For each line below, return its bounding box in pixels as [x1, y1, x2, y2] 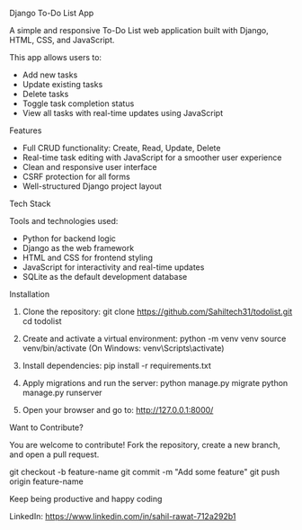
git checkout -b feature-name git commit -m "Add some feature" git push [9, 467, 280, 477]
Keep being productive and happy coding [9, 494, 163, 504]
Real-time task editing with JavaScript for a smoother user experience [22, 152, 282, 163]
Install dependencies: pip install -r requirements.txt [22, 360, 211, 371]
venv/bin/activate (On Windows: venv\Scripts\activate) [22, 343, 225, 354]
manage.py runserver [22, 387, 102, 398]
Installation [9, 289, 50, 300]
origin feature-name [9, 476, 84, 487]
